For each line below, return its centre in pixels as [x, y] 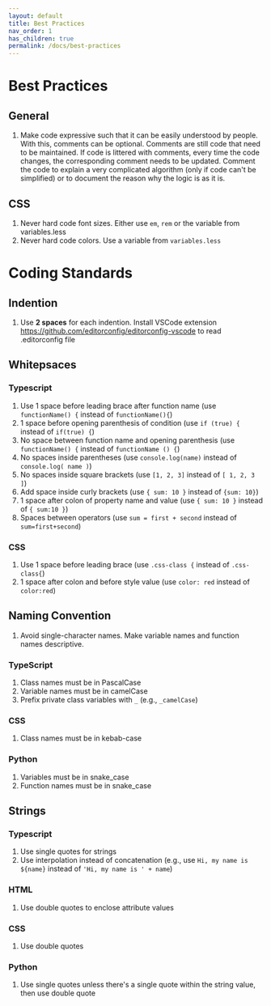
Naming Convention [60, 616]
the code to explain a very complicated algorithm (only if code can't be [138, 170]
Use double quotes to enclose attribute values [97, 907]
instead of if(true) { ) [57, 431]
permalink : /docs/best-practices [65, 46]
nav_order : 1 [30, 31]
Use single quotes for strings [68, 851]
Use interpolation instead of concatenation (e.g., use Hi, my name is [134, 860]
